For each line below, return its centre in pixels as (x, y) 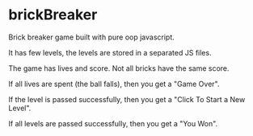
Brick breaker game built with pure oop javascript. (92, 37)
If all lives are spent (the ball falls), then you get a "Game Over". (114, 84)
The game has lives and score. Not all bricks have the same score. (119, 68)
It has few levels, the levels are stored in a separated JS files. (110, 52)
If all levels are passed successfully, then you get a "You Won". (113, 123)
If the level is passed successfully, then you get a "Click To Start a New (127, 99)
